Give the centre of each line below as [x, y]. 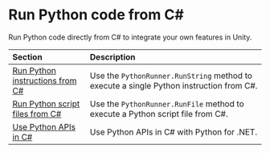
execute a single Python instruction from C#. [174, 85]
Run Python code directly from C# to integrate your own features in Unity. [130, 37]
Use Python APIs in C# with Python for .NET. [174, 132]
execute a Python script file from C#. [159, 114]
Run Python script [46, 104]
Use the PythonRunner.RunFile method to [167, 104]
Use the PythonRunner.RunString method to [171, 76]
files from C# [37, 114]
